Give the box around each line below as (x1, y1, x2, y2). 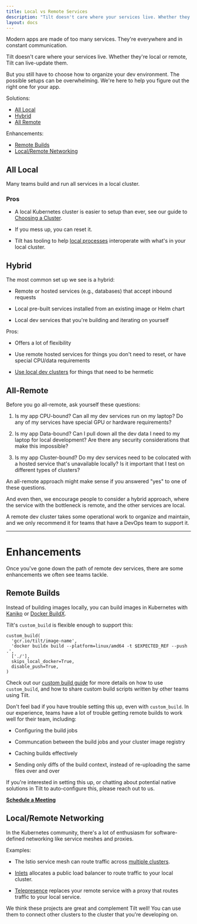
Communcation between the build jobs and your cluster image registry (14, 738, 185, 745)
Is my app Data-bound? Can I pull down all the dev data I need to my (14, 430, 180, 437)
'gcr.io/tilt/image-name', (11, 638, 77, 644)
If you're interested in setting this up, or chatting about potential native (6, 778, 176, 785)
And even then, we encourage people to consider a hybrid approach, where (6, 496, 189, 503)
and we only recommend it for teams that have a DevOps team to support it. (6, 520, 189, 527)
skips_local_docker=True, (11, 658, 75, 664)
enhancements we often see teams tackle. (6, 571, 108, 578)
